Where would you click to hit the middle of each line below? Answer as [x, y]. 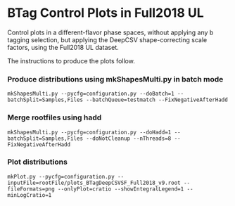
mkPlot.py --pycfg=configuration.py [61, 176]
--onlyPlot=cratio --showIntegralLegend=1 [121, 189]
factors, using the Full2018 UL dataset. [63, 47]
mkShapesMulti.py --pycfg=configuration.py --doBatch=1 [91, 94]
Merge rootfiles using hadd [55, 117]
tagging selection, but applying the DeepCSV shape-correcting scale [107, 39]
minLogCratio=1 [30, 195]
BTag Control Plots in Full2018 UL [106, 13]
